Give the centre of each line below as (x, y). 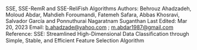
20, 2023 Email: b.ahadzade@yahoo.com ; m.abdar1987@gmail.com (90, 27)
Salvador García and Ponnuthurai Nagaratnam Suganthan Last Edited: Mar (96, 21)
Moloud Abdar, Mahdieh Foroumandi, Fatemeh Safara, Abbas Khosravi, (93, 15)
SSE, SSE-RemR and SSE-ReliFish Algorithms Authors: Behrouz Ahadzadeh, (98, 9)
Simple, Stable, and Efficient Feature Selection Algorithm (75, 40)
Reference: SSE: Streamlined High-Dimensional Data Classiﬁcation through (98, 34)
